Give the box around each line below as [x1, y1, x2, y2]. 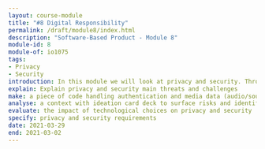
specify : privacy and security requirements [8, 114, 157, 122]
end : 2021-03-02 [8, 129, 62, 136]
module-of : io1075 [8, 48, 69, 56]
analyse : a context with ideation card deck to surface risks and [8, 99, 231, 107]
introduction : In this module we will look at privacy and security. [8, 77, 242, 85]
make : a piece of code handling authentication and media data [8, 92, 221, 100]
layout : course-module [8, 11, 83, 20]
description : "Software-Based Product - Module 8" [8, 33, 178, 42]
